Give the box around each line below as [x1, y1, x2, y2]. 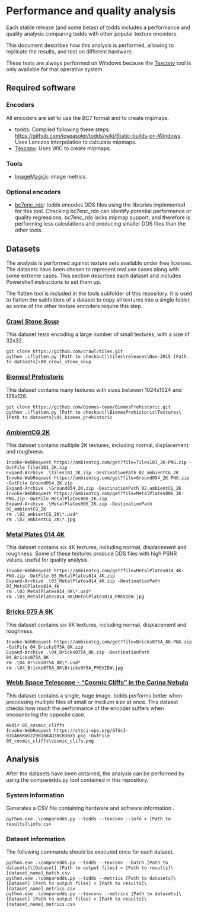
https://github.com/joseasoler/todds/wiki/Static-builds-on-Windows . [14, 132, 183, 139]
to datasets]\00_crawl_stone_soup [6, 359, 92, 365]
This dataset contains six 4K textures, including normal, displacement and [6, 544, 187, 551]
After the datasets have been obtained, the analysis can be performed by [6, 770, 185, 777]
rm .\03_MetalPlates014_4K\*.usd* [6, 589, 92, 595]
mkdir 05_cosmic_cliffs [6, 722, 65, 728]
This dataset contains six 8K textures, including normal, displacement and [6, 621, 187, 628]
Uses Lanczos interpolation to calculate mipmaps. [14, 138, 137, 145]
